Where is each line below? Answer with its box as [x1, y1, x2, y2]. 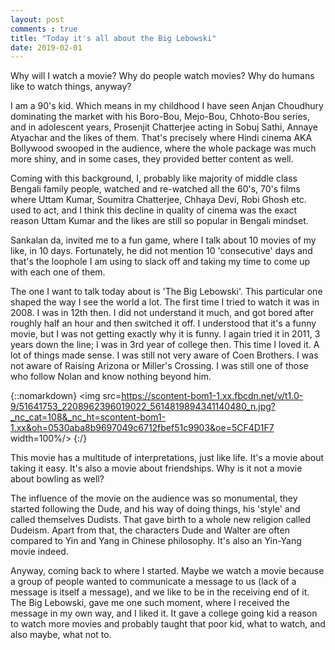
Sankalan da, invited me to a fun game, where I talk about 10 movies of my [10, 234, 317, 246]
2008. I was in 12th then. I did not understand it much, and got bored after [10, 307, 315, 319]
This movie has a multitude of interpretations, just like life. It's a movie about [10, 452, 325, 464]
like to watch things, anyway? [10, 81, 132, 93]
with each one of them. [10, 266, 106, 278]
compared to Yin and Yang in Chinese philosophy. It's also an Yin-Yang [10, 535, 302, 547]
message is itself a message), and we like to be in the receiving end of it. [10, 586, 310, 598]
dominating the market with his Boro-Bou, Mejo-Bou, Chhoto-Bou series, [10, 111, 311, 123]
